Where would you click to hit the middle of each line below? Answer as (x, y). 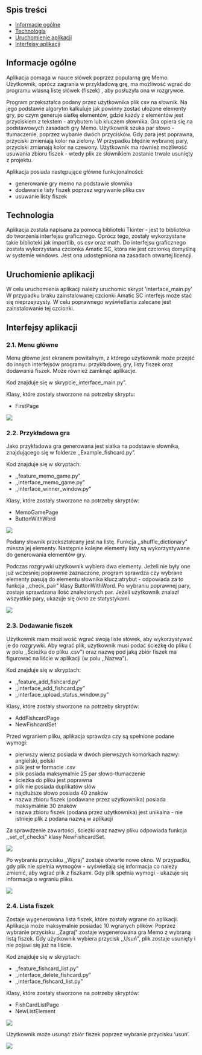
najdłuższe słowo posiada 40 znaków (62, 793)
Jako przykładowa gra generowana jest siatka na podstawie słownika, (93, 446)
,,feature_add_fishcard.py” (48, 682)
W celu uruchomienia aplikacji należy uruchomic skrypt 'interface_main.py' (99, 289)
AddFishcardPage (37, 718)
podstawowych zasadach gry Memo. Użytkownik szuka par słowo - (90, 128)
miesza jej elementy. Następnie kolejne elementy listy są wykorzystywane (98, 548)
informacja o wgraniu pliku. (40, 879)
